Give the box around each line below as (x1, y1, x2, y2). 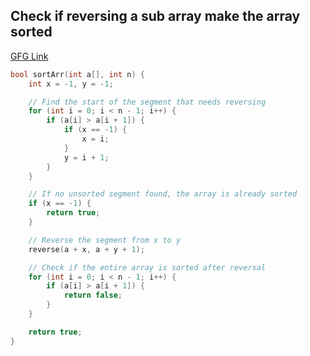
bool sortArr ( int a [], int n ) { (10, 69, 145, 79)
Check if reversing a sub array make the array (10, 8, 301, 25)
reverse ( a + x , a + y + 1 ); (28, 244, 145, 254)
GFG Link (10, 50, 49, 62)
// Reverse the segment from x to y (28, 235, 182, 245)
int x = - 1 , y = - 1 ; (28, 79, 114, 89)
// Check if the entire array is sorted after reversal (28, 262, 267, 273)
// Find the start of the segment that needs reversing (28, 97, 267, 107)
